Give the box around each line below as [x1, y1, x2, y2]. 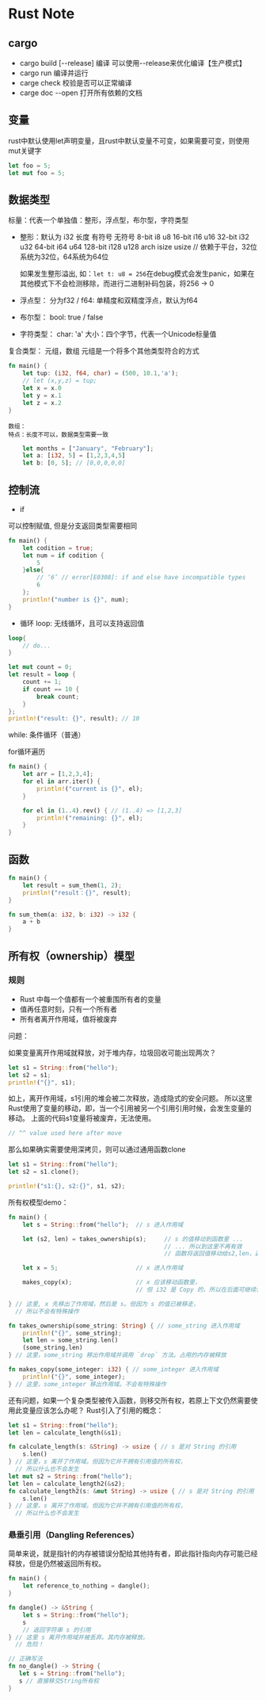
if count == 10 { [22, 685, 80, 693]
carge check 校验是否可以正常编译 [19, 78, 132, 87]
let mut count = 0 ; [8, 663, 73, 671]
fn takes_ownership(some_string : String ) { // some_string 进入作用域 [8, 1321, 240, 1330]
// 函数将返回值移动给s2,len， [164, 1250, 256, 1258]
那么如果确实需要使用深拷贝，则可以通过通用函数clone [8, 1144, 186, 1154]
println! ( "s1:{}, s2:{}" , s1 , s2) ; [8, 1182, 126, 1190]
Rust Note [8, 5, 75, 23]
